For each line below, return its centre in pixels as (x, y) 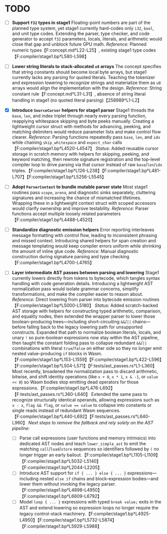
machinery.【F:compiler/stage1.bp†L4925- (107, 513)
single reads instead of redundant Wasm (53, 410)
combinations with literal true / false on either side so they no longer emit (87, 348)
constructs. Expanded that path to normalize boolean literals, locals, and (86, 332)
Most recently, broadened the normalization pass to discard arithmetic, (85, 371)
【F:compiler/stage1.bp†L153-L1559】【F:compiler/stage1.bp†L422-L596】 (87, 360)
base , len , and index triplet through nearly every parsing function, (79, 116)
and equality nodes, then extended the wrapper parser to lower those (83, 316)
